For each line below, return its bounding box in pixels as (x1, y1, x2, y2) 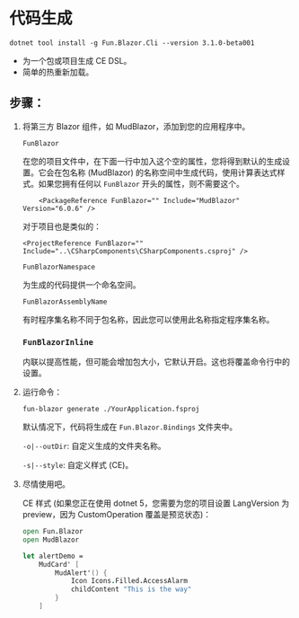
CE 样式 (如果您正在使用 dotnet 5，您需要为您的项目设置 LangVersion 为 (22, 498, 290, 508)
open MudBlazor (22, 535, 80, 544)
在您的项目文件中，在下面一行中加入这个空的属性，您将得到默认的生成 (22, 155, 283, 166)
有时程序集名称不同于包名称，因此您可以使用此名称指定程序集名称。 (22, 313, 275, 324)
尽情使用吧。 (22, 479, 70, 490)
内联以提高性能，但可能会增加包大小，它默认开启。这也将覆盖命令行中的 (22, 357, 290, 367)
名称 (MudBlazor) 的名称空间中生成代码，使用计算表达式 (69, 167, 277, 178)
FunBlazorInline (22, 337, 94, 347)
